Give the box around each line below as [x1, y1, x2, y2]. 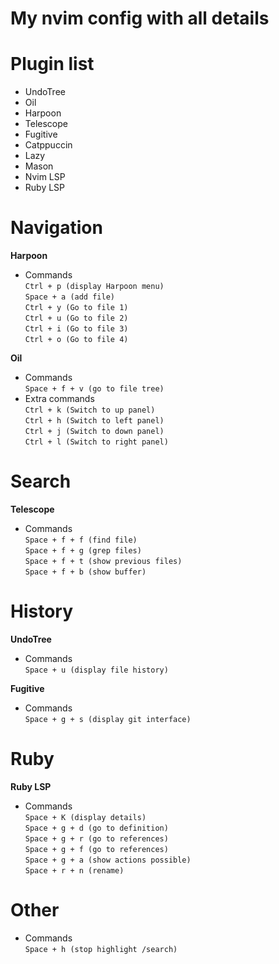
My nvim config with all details [10, 7, 270, 30]
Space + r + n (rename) [24, 865, 125, 876]
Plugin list [10, 53, 95, 76]
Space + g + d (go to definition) [24, 823, 169, 833]
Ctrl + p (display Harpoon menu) [24, 282, 165, 292]
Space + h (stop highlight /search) [24, 944, 178, 954]
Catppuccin [24, 139, 73, 151]
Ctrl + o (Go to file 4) [24, 335, 129, 345]
